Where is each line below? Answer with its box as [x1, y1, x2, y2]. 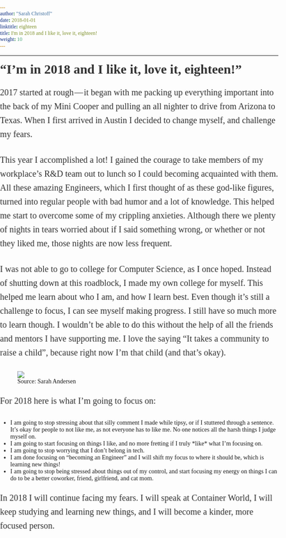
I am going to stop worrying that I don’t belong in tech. [10, 447, 145, 454]
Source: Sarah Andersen [17, 378, 77, 386]
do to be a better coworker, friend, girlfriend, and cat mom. [10, 475, 154, 482]
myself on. [10, 433, 36, 441]
